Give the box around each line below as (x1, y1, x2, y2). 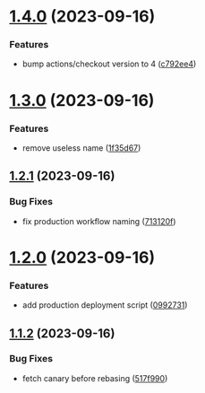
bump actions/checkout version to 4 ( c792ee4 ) (21, 58, 197, 69)
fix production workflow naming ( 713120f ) (21, 215, 176, 226)
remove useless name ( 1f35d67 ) (21, 142, 141, 153)
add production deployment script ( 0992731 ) (21, 300, 188, 310)
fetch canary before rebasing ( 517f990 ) (21, 372, 168, 383)
